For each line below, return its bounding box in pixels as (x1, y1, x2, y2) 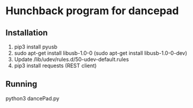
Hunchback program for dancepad (5, 4, 179, 18)
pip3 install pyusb (14, 43, 57, 50)
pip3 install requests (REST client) (14, 62, 97, 69)
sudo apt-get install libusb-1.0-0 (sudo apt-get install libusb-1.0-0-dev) (14, 50, 188, 57)
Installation (5, 28, 48, 38)
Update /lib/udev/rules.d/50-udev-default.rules (14, 56, 129, 63)
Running (5, 79, 38, 89)
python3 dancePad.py (5, 94, 60, 102)
